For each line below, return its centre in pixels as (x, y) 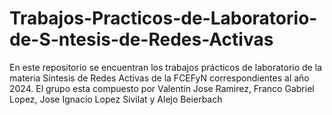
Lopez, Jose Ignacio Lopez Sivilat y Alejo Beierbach (116, 99)
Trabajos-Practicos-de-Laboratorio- (163, 18)
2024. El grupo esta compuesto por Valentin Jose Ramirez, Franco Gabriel (162, 88)
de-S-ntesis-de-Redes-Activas (141, 39)
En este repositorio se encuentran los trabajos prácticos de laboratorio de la (166, 67)
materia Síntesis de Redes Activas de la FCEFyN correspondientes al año (159, 78)
